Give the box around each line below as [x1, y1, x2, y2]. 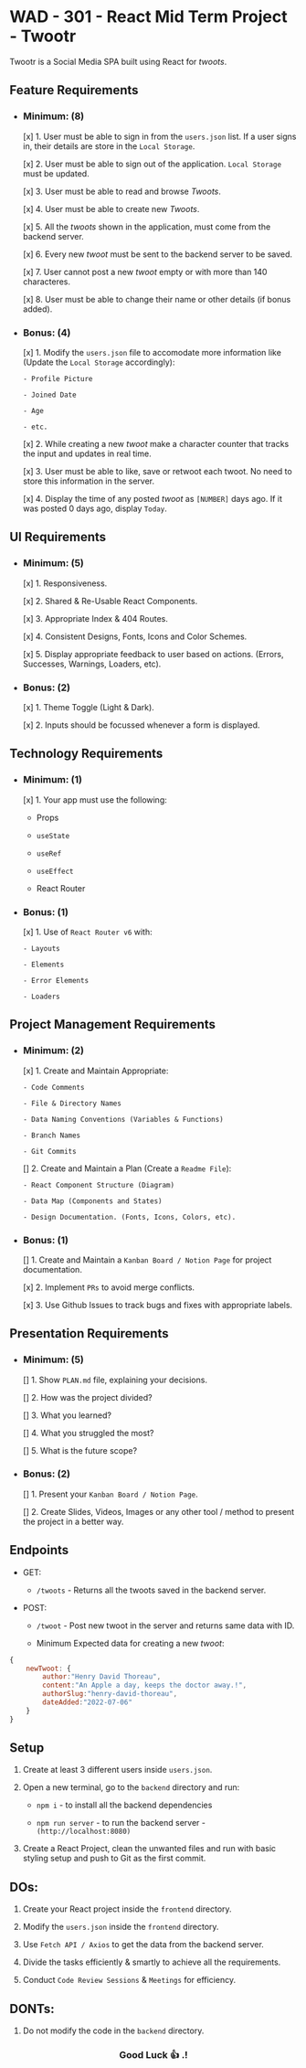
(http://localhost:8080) [36, 1827, 132, 1837]
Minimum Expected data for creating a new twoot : [36, 1637, 225, 1648]
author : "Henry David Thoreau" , [42, 1672, 162, 1681]
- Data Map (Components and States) [22, 1196, 163, 1206]
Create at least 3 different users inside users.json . [22, 1764, 213, 1775]
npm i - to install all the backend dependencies [36, 1799, 213, 1811]
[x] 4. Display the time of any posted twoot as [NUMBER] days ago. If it [22, 493, 283, 504]
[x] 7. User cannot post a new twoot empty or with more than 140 [22, 266, 268, 277]
